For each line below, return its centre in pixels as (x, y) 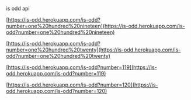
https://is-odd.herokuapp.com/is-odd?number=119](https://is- (83, 67)
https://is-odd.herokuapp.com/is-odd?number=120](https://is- (83, 85)
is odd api (18, 8)
